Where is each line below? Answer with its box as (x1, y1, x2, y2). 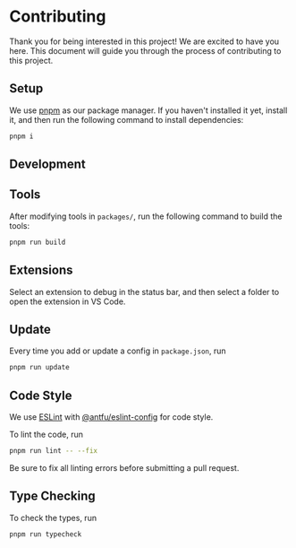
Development (9, 157, 87, 172)
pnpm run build (9, 238, 66, 247)
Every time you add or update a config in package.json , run (9, 345, 226, 356)
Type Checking (9, 489, 96, 504)
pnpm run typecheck (9, 529, 82, 539)
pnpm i (9, 132, 34, 141)
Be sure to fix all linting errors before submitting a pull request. (9, 462, 240, 473)
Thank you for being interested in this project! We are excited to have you (9, 36, 280, 47)
